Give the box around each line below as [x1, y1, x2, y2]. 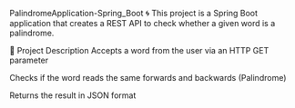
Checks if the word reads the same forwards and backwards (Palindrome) [9, 73, 287, 83]
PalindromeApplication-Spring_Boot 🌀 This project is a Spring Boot [9, 8, 258, 18]
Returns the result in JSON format [9, 90, 137, 101]
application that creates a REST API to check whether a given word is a [9, 18, 276, 28]
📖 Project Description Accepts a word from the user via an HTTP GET [9, 45, 270, 55]
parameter [9, 54, 49, 65]
